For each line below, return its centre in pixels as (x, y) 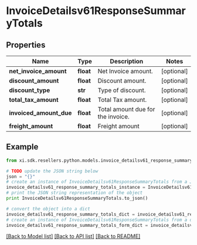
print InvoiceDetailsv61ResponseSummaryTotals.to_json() (77, 198)
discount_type (30, 90)
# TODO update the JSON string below (52, 171)
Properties (26, 45)
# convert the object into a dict (48, 209)
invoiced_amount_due (40, 113)
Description (127, 61)
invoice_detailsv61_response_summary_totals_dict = (70, 214)
